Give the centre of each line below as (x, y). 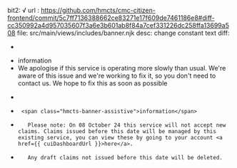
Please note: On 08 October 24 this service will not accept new (127, 125)
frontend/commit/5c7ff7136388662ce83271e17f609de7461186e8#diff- (111, 18)
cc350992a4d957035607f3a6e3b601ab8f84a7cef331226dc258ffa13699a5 (118, 25)
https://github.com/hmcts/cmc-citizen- (98, 10)
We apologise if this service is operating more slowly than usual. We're (122, 68)
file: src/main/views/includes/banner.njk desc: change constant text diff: (123, 33)
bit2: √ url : (23, 10)
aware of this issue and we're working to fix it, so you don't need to (117, 75)
